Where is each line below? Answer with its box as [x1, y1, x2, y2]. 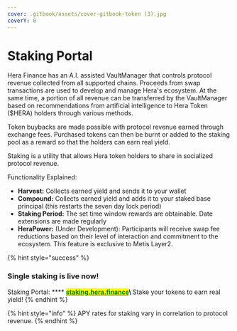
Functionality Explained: [7, 173, 77, 182]
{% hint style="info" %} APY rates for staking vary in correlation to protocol [7, 309, 228, 317]
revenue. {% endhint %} [7, 316, 78, 325]
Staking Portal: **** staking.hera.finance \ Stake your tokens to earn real [7, 288, 221, 296]
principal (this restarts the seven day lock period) [17, 202, 162, 211]
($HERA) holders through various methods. [7, 109, 133, 117]
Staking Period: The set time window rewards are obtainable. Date [17, 209, 213, 218]
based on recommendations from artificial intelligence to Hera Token [7, 101, 208, 110]
